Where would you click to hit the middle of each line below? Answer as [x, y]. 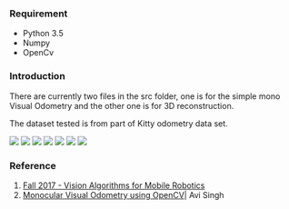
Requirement [39, 14]
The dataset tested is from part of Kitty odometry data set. [119, 123]
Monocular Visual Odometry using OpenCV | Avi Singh [123, 194]
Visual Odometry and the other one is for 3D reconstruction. [122, 105]
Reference [33, 165]
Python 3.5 [43, 34]
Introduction [37, 76]
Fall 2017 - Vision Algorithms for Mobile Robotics [114, 185]
